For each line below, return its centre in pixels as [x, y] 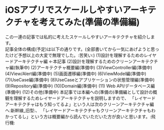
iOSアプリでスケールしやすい [64, 10]
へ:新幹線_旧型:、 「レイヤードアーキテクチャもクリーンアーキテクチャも [78, 110]
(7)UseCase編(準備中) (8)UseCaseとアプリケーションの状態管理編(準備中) [80, 79]
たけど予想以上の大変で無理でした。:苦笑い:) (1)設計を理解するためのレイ [79, 55]
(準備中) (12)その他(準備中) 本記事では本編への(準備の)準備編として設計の [79, 92]
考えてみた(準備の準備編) [89, 22]
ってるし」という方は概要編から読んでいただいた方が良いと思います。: [80, 116]
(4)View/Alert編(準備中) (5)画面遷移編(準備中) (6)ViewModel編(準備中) [76, 74]
